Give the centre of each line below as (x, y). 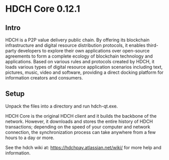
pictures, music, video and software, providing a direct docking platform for (84, 72)
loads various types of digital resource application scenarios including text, (84, 67)
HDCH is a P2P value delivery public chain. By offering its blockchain (78, 40)
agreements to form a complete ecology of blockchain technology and (79, 56)
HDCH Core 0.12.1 (43, 9)
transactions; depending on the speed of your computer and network (78, 127)
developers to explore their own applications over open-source (84, 51)
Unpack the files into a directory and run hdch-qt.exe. (62, 106)
